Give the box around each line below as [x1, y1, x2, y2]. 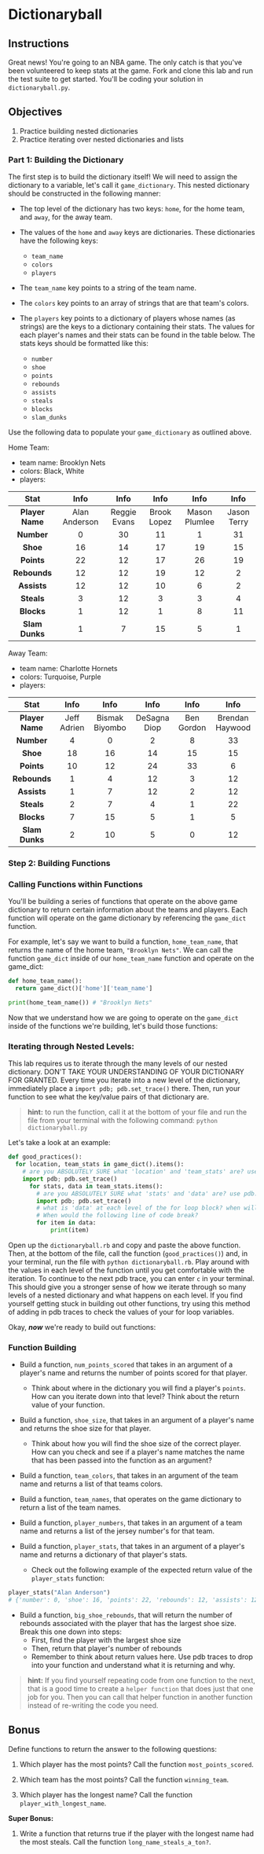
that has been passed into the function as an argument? [31, 1456, 212, 1465]
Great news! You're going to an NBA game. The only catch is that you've [8, 57, 242, 67]
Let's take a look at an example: [8, 1138, 111, 1147]
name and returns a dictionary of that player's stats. [19, 1550, 188, 1559]
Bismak [96, 713, 124, 724]
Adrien [60, 722, 85, 733]
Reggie [110, 507, 137, 518]
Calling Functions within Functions [8, 879, 143, 890]
